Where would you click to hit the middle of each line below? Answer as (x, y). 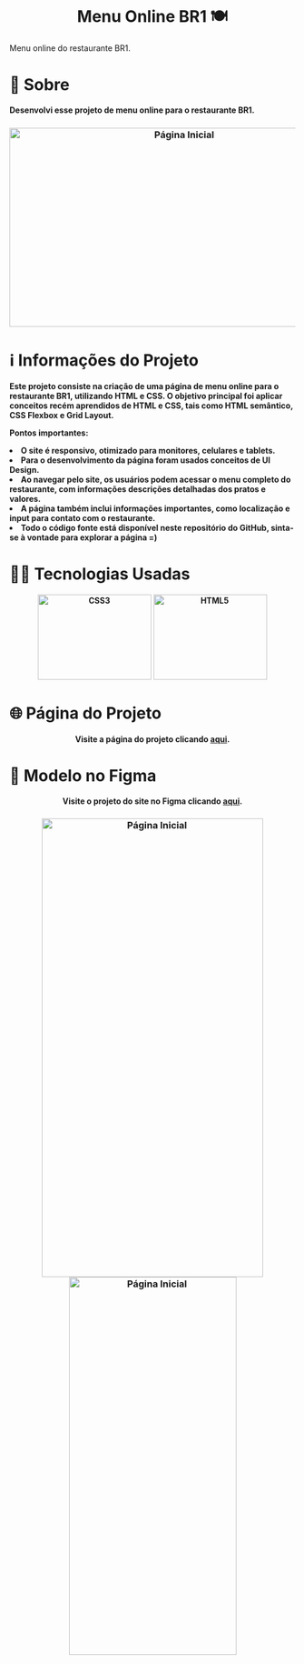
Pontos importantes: (49, 433)
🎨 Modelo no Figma (83, 775)
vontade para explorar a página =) (92, 537)
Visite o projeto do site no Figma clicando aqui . (152, 801)
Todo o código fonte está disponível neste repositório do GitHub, (145, 527)
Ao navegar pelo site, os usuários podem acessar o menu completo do (156, 479)
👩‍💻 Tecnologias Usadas (100, 574)
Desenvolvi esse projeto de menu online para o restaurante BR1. (132, 110)
